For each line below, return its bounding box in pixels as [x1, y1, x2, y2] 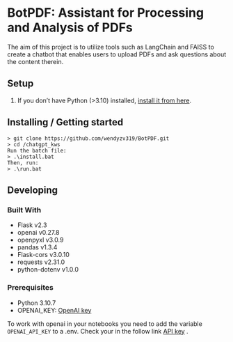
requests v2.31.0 [17, 258, 65, 266]
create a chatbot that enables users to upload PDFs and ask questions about [7, 50, 227, 59]
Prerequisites [7, 283, 54, 293]
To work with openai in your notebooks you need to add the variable [7, 319, 203, 328]
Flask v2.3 [17, 221, 47, 229]
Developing [7, 184, 58, 196]
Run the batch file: [7, 147, 67, 154]
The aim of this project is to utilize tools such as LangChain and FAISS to [7, 42, 214, 51]
